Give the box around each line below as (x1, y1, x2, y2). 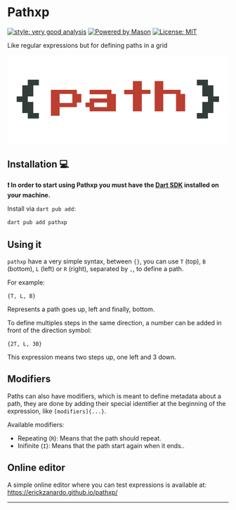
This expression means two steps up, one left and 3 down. (7, 353, 177, 362)
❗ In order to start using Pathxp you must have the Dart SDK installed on (7, 181, 219, 190)
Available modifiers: (7, 420, 65, 429)
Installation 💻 (7, 158, 70, 170)
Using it (7, 238, 42, 250)
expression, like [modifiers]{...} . (7, 407, 107, 415)
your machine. (7, 191, 51, 200)
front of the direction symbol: (7, 326, 92, 334)
